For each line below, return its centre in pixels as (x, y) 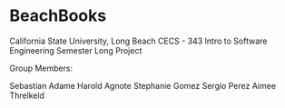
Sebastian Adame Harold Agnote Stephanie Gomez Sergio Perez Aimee (143, 85)
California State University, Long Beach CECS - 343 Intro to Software (138, 41)
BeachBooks (58, 16)
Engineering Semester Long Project (76, 50)
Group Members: (41, 68)
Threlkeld (27, 95)
